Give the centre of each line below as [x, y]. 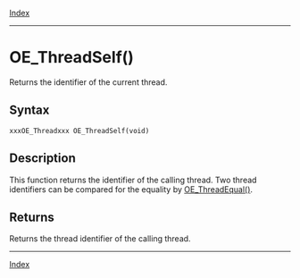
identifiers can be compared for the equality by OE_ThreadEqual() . [131, 189]
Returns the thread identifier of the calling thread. [100, 239]
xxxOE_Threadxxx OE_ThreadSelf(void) [79, 131]
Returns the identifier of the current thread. [88, 82]
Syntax [29, 110]
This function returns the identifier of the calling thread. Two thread [133, 180]
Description [42, 159]
